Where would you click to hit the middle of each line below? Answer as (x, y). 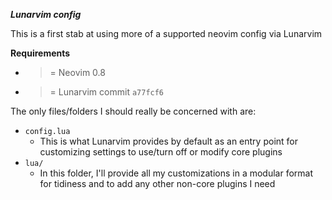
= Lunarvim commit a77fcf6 (107, 92)
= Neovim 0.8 (77, 72)
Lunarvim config (46, 14)
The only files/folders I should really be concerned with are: (133, 111)
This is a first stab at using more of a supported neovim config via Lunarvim (166, 33)
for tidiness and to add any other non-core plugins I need (157, 183)
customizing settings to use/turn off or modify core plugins (161, 152)
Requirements (40, 53)
